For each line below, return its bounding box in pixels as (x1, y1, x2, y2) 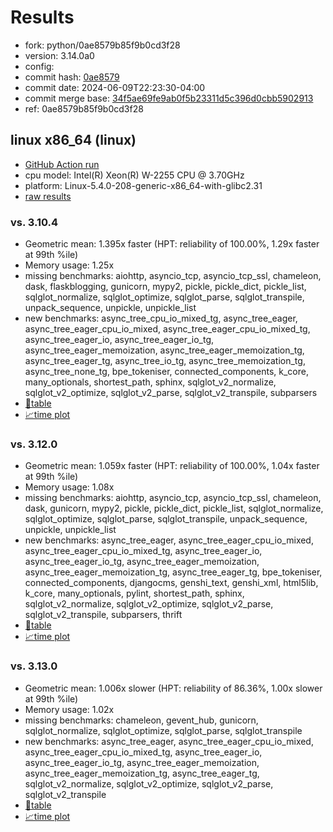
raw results (24, 190, 72, 202)
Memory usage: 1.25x (24, 259, 115, 271)
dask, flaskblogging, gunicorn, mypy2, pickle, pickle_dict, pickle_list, (24, 281, 307, 293)
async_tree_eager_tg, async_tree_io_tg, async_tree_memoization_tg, (24, 355, 306, 367)
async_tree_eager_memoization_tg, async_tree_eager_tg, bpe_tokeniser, (24, 566, 323, 578)
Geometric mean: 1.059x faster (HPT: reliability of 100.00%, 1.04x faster (24, 460, 320, 472)
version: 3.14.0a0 (24, 49, 95, 61)
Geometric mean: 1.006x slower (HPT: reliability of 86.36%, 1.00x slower (24, 682, 323, 694)
